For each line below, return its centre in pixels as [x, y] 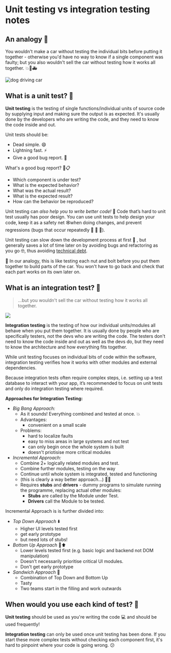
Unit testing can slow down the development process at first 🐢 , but [76, 240]
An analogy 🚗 [27, 39]
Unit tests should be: [27, 135]
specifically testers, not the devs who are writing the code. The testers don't [85, 336]
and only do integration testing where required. [55, 388]
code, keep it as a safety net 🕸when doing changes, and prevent [74, 222]
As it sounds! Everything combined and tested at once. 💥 [80, 413]
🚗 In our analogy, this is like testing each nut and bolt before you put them [82, 261]
